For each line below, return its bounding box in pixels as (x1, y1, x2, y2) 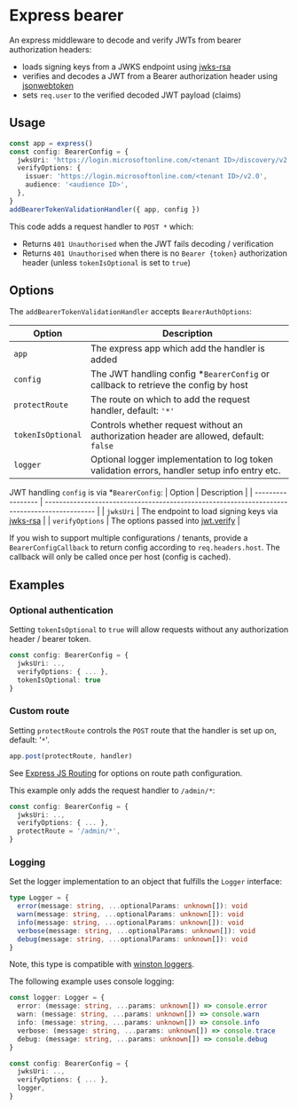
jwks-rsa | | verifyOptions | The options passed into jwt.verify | (9, 516, 241, 527)
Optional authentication (9, 604, 114, 616)
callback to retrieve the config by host (90, 379, 248, 392)
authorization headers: (9, 44, 92, 54)
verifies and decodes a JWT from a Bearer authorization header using (21, 70, 278, 81)
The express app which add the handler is (90, 343, 265, 355)
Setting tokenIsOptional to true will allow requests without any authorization (9, 624, 289, 635)
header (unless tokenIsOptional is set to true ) (21, 257, 191, 267)
